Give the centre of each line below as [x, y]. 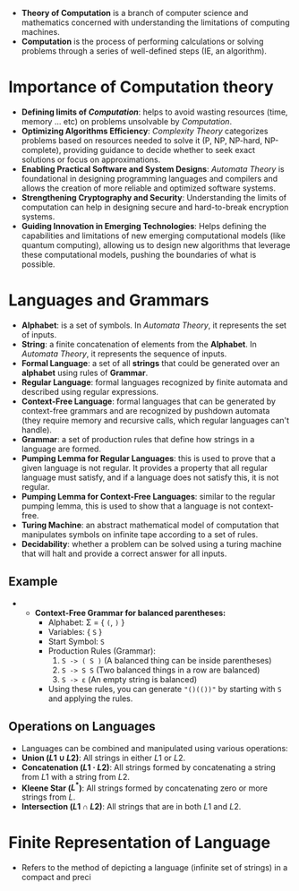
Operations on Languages [82, 727]
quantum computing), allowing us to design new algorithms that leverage [156, 244]
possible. [38, 264]
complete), [41, 150]
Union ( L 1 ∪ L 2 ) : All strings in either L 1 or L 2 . [103, 758]
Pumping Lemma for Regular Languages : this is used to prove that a [149, 458]
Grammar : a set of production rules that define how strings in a [138, 439]
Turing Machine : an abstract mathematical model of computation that [150, 525]
